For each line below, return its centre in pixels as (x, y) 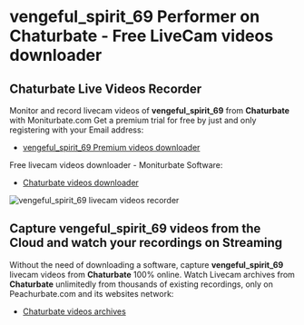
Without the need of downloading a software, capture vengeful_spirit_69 (147, 264)
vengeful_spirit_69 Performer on (135, 17)
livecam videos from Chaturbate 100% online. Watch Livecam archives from (152, 274)
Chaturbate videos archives (74, 311)
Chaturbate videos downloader (80, 182)
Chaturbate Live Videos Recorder (106, 89)
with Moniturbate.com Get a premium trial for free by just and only (133, 120)
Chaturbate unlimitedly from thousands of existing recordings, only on (142, 284)
